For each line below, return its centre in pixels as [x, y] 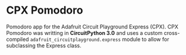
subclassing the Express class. [44, 46]
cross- [172, 33]
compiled [18, 39]
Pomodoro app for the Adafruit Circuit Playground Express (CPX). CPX [92, 27]
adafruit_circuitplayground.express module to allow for [100, 39]
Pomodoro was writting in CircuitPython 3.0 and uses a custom [84, 33]
